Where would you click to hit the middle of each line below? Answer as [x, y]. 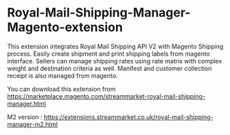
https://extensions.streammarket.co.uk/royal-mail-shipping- [129, 117]
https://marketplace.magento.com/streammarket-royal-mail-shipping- [106, 96]
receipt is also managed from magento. [62, 75]
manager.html [26, 103]
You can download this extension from [61, 89]
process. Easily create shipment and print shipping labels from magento [109, 54]
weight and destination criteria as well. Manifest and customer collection [110, 68]
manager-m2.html [33, 124]
